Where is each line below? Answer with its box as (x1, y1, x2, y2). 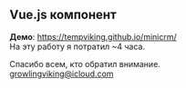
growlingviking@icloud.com (9, 68, 114, 79)
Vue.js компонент (9, 7, 117, 23)
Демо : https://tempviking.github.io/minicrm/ (9, 31, 178, 42)
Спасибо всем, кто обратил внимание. (9, 58, 161, 69)
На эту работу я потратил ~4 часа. (9, 41, 146, 52)
